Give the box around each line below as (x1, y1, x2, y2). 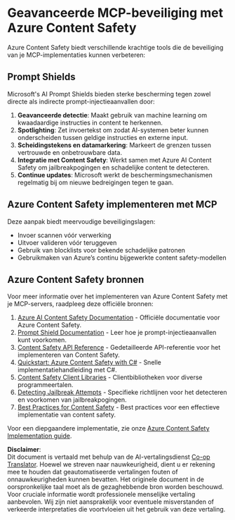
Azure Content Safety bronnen (7, 273, 145, 286)
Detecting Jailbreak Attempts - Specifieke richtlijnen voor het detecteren (17, 388, 227, 397)
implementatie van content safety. (17, 410, 116, 419)
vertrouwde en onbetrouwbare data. (17, 148, 123, 156)
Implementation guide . (7, 431, 72, 440)
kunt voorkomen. (17, 336, 67, 344)
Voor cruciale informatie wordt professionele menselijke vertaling (7, 490, 196, 499)
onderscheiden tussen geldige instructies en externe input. (17, 133, 188, 141)
